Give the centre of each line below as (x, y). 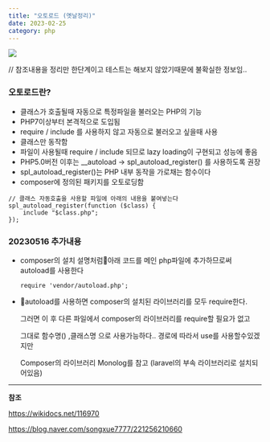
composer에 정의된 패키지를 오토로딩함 (82, 182)
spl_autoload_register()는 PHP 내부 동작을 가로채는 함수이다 (115, 172)
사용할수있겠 (240, 335)
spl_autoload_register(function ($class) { (82, 206)
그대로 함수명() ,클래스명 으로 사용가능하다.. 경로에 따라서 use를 (119, 335)
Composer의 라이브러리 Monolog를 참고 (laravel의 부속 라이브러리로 (128, 362)
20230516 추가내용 (45, 241)
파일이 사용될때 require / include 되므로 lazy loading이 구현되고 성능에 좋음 (139, 151)
